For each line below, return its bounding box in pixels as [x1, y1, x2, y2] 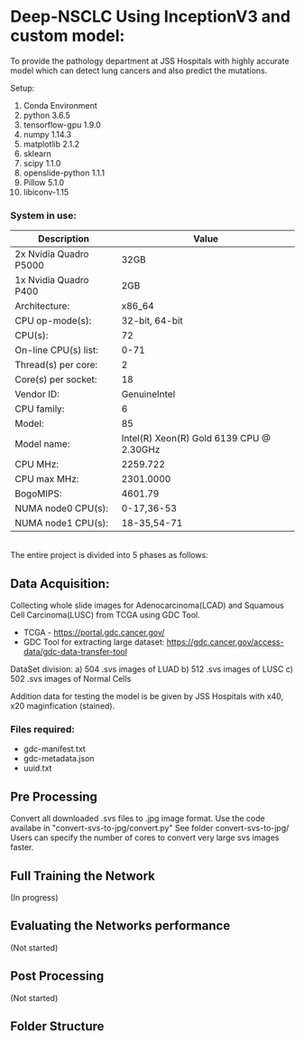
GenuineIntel [121, 388, 176, 401]
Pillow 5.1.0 [23, 176, 65, 187]
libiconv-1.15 [23, 186, 69, 197]
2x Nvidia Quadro [14, 248, 89, 260]
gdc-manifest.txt [23, 743, 87, 754]
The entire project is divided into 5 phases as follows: [10, 550, 208, 561]
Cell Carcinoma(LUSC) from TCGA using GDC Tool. [10, 610, 201, 620]
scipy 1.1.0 [23, 157, 61, 168]
